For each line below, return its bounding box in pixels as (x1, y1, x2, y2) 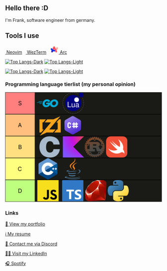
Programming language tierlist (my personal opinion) (5, 80, 136, 87)
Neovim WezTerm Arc (6, 49, 67, 55)
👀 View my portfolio (5, 221, 46, 227)
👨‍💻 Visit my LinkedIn (5, 250, 47, 256)
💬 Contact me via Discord (5, 241, 58, 247)
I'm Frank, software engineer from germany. (5, 17, 95, 23)
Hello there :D (5, 4, 49, 12)
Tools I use (5, 32, 39, 40)
